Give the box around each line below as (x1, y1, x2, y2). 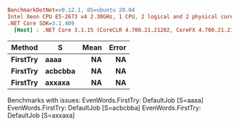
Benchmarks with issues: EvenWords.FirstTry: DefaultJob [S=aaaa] (7, 95, 204, 104)
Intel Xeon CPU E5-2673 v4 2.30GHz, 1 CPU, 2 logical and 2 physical (7, 13, 218, 20)
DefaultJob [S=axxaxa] (7, 111, 75, 120)
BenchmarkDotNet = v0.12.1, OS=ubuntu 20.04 (7, 6, 135, 14)
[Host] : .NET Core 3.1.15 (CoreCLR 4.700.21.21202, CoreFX (14, 26, 196, 33)
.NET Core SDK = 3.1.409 (7, 19, 75, 27)
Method (11, 42, 38, 52)
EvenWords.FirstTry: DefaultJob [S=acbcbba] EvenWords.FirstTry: (7, 103, 201, 112)
